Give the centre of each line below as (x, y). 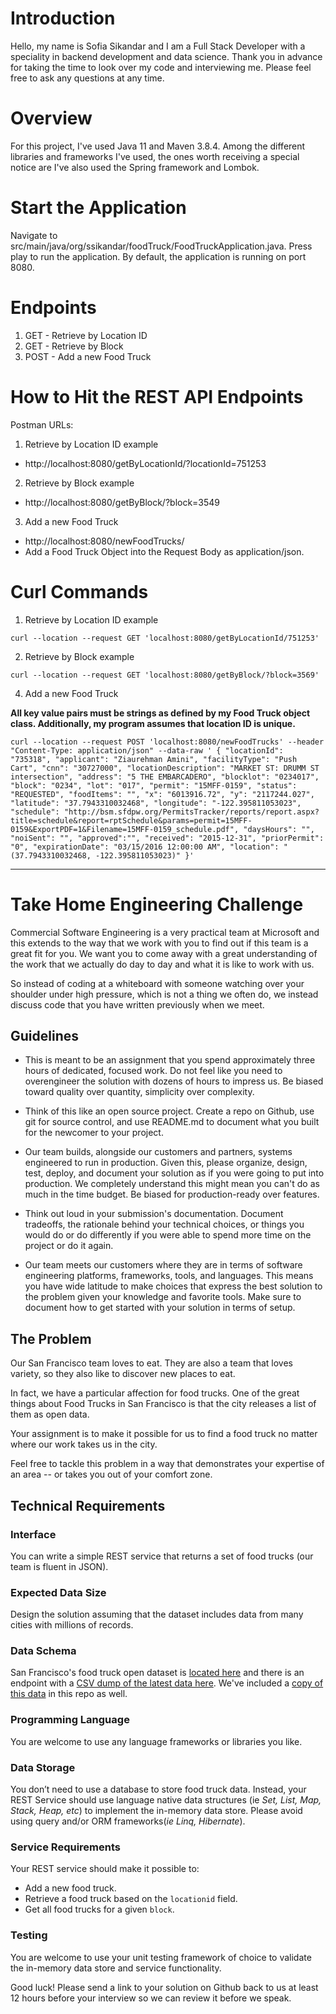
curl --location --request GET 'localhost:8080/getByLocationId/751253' (165, 638)
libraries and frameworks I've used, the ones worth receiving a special (155, 156)
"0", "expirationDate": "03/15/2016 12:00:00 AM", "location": (145, 847)
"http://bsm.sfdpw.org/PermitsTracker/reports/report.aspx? (191, 812)
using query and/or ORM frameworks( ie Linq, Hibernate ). (128, 1821)
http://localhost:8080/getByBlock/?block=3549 (122, 502)
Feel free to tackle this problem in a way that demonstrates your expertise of (167, 1464)
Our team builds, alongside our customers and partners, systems (158, 1152)
